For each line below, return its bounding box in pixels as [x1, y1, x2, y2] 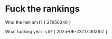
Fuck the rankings [5, 3, 80, 14]
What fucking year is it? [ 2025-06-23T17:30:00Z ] [5, 28, 108, 34]
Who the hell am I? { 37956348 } [5, 19, 71, 25]
